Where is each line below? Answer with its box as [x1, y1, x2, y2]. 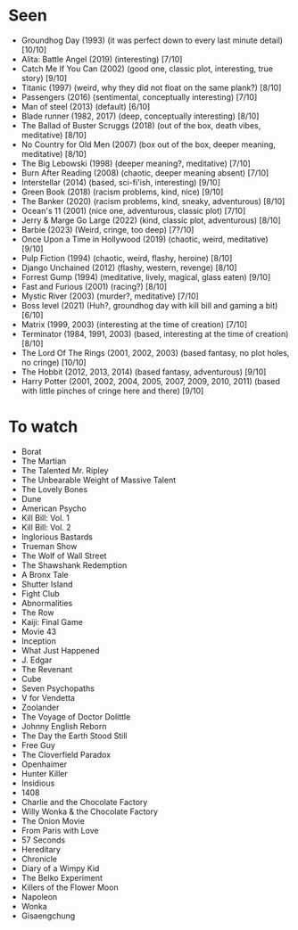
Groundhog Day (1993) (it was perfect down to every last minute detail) [21, 35, 283, 45]
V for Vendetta [21, 692, 75, 703]
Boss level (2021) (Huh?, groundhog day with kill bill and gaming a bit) [21, 300, 278, 310]
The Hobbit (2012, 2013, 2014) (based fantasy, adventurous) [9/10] [21, 366, 267, 377]
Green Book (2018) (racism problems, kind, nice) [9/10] [21, 186, 224, 197]
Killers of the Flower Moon [21, 882, 119, 893]
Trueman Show [21, 540, 78, 551]
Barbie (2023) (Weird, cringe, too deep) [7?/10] [21, 224, 195, 235]
